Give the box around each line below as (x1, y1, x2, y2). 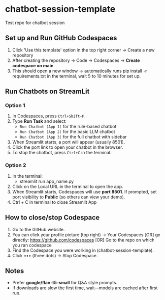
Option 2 (5, 162, 26, 169)
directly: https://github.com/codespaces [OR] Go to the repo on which (12, 237, 155, 243)
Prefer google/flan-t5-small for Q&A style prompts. (12, 280, 118, 286)
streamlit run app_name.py (19, 178, 74, 184)
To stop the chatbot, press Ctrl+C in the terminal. (12, 150, 112, 156)
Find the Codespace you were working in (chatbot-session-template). (12, 247, 154, 253)
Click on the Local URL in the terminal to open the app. (12, 183, 123, 190)
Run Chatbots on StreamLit (5, 87, 90, 96)
